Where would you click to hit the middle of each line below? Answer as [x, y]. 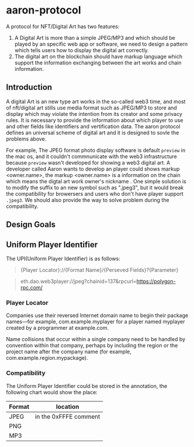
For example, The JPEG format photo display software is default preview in [96, 150]
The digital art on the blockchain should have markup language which [98, 56]
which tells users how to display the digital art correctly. [82, 50]
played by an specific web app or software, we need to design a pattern [101, 44]
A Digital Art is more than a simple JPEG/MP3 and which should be [95, 37]
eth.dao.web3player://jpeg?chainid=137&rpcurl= [79, 281]
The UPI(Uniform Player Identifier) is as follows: [63, 258]
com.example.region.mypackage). [47, 358]
